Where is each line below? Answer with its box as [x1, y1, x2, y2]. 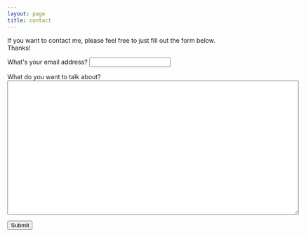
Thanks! [7, 43, 31, 52]
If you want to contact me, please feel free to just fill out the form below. [7, 36, 215, 44]
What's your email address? [7, 57, 88, 66]
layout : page [7, 10, 46, 18]
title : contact [7, 17, 52, 24]
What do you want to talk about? [7, 72, 101, 81]
